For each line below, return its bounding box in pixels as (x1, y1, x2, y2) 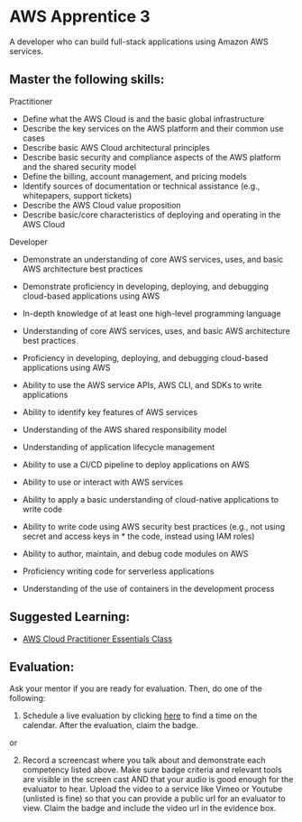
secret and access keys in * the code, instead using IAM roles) (22, 531, 255, 541)
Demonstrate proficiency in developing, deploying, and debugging (22, 281, 269, 291)
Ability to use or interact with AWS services (22, 476, 183, 487)
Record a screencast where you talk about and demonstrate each (22, 755, 266, 766)
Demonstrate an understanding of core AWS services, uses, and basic (22, 254, 284, 264)
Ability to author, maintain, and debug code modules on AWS (22, 548, 249, 559)
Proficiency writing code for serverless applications (22, 566, 215, 577)
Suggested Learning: (9, 609, 131, 624)
